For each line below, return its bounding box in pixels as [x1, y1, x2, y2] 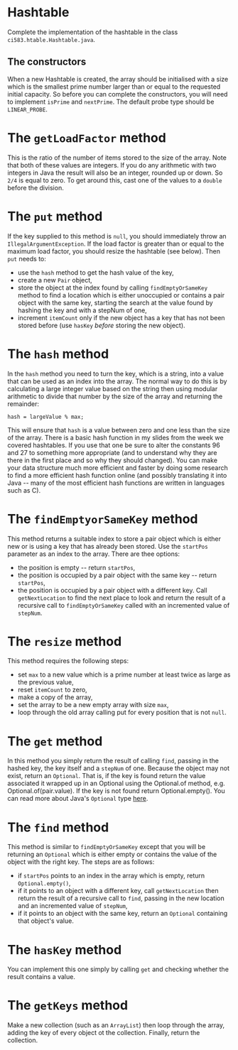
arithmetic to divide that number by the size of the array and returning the [7, 392, 223, 400]
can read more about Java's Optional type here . [7, 794, 148, 803]
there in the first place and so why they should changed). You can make [7, 456, 218, 464]
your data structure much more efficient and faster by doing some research [7, 463, 229, 472]
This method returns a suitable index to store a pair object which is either [7, 534, 222, 543]
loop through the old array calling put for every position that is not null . [17, 708, 227, 717]
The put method [7, 208, 103, 224]
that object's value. [17, 917, 75, 925]
